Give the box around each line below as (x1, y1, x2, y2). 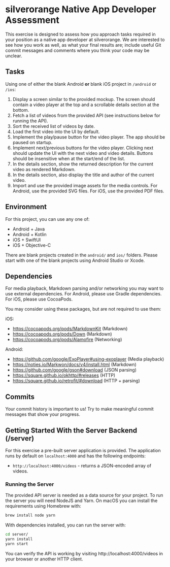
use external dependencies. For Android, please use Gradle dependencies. (5, 291, 162, 297)
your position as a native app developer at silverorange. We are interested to (5, 37, 165, 43)
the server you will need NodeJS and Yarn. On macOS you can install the (5, 497, 158, 504)
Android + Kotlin (12, 231, 47, 237)
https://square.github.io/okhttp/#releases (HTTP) (12, 372, 116, 379)
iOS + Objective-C (12, 242, 51, 248)
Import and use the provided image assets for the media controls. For (12, 182, 158, 188)
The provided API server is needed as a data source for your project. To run (5, 492, 163, 498)
